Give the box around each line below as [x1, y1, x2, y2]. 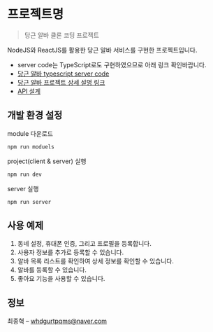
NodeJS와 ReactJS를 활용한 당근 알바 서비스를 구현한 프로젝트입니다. [7, 46, 198, 54]
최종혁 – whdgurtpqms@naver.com [7, 317, 107, 325]
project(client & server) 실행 [7, 157, 87, 165]
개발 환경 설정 [7, 109, 63, 121]
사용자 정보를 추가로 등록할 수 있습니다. [17, 248, 124, 256]
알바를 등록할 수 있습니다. [17, 265, 87, 274]
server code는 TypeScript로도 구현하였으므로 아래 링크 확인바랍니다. [17, 60, 207, 69]
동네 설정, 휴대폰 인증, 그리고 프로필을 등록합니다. [17, 240, 152, 248]
